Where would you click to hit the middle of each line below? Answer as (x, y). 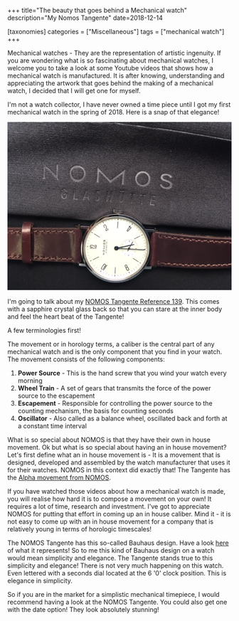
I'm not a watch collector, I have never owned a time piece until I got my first (119, 105)
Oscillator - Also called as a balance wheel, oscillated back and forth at (122, 418)
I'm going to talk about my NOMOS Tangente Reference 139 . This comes (113, 301)
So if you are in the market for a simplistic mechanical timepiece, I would (113, 594)
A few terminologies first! (44, 330)
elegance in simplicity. (40, 580)
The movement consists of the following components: (86, 359)
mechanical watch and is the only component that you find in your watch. (115, 352)
